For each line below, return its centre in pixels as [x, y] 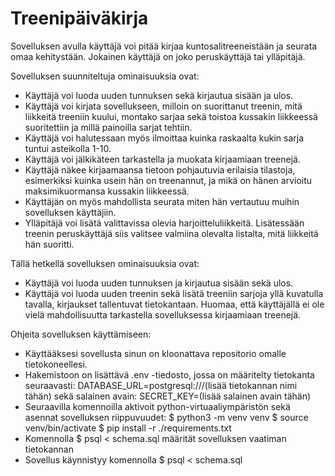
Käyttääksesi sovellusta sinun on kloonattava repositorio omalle [155, 353]
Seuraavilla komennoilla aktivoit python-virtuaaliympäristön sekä [157, 406]
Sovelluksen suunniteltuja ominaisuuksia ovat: [105, 76]
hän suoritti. [49, 244]
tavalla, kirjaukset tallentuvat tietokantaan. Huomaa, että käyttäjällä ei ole [174, 304]
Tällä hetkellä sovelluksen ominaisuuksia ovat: [105, 263]
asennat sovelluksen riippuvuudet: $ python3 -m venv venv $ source [166, 417]
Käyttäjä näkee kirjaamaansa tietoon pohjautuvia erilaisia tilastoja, [160, 169]
